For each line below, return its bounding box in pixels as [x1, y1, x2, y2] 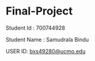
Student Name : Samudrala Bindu [5, 36, 90, 43]
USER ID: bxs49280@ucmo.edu [5, 47, 86, 55]
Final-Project [5, 4, 73, 18]
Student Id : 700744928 [5, 24, 65, 31]
